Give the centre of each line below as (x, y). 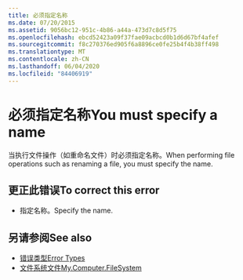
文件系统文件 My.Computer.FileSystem (81, 268)
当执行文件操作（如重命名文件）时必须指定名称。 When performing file (121, 155)
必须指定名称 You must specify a (113, 115)
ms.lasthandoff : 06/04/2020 (54, 67)
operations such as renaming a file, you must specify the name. (111, 164)
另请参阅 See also (50, 237)
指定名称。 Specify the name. (66, 211)
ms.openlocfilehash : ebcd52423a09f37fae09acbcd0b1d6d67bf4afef (114, 37)
